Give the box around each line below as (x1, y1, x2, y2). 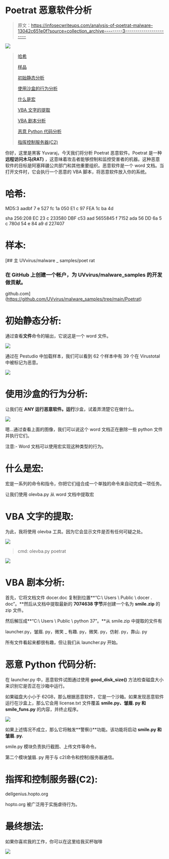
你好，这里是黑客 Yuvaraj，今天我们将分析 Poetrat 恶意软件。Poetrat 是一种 (5, 149, 162, 156)
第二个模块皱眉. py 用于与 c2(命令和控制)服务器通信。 (5, 754, 117, 760)
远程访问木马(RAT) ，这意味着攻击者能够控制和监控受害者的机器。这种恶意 (5, 156, 160, 162)
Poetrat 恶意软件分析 (5, 5, 92, 16)
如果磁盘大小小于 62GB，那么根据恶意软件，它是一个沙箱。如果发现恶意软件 (5, 693, 164, 699)
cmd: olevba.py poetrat (17, 548, 67, 554)
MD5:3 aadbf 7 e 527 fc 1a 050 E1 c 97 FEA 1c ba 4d (5, 205, 114, 211)
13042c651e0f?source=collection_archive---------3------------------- (17, 28, 164, 34)
